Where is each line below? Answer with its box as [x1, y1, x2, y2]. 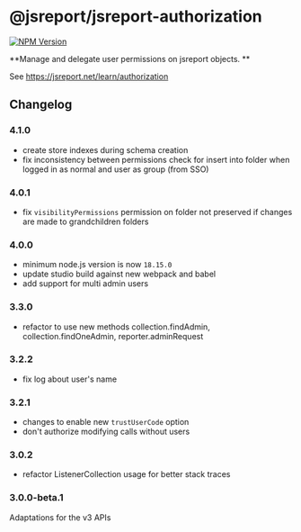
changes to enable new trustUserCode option [22, 417, 190, 428]
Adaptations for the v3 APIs [9, 511, 111, 523]
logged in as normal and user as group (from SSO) [22, 164, 209, 175]
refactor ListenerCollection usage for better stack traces [22, 469, 231, 480]
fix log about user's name [22, 374, 118, 384]
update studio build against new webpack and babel [22, 268, 217, 280]
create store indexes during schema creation [22, 144, 189, 155]
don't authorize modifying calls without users [22, 426, 190, 437]
